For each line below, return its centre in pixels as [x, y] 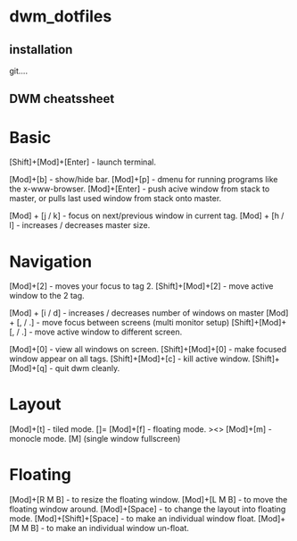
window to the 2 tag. [47, 296]
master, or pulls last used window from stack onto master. [115, 199]
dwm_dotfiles [61, 17]
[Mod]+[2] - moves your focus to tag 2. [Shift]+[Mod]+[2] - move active [141, 286]
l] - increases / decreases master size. [80, 225]
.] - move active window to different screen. [102, 332]
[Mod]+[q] [28, 368]
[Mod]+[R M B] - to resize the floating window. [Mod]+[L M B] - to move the [148, 500]
